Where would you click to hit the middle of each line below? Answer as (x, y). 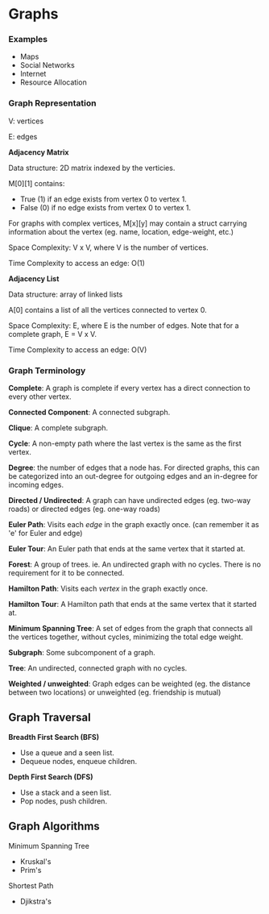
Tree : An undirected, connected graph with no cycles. (98, 668)
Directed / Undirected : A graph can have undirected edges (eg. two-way (130, 501)
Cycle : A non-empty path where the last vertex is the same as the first (125, 443)
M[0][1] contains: (37, 183)
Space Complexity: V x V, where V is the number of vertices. (108, 247)
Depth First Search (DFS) (51, 777)
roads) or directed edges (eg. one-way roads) (85, 509)
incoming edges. (36, 485)
